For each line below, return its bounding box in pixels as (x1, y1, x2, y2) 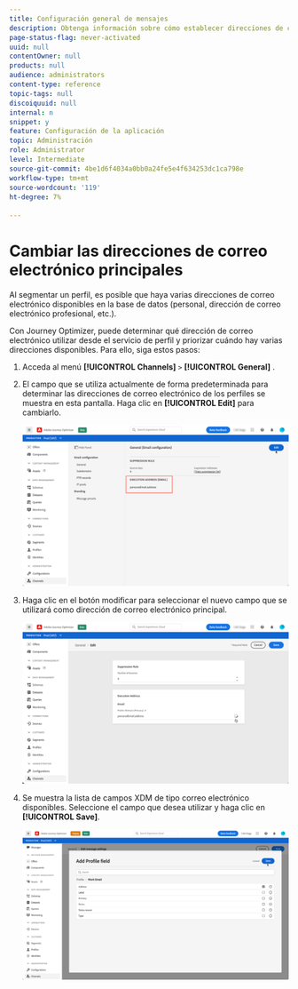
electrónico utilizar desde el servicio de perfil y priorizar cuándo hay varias (9, 335, 283, 346)
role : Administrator (9, 146, 86, 155)
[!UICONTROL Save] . (21, 811, 100, 822)
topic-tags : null (9, 89, 74, 98)
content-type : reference (9, 80, 101, 89)
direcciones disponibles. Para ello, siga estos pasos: (9, 345, 201, 355)
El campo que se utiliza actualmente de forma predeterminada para (21, 379, 269, 390)
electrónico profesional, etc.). (9, 308, 117, 319)
